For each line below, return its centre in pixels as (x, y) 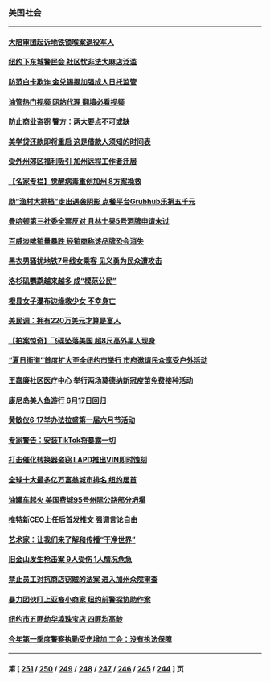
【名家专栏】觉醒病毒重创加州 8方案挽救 (75, 182)
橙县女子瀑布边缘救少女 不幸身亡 (62, 301)
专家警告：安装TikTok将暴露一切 (62, 440)
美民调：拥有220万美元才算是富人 (65, 321)
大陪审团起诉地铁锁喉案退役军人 (61, 42)
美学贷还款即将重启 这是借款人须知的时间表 (80, 142)
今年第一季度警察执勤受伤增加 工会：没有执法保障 (90, 639)
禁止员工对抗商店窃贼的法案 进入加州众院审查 (83, 579)
